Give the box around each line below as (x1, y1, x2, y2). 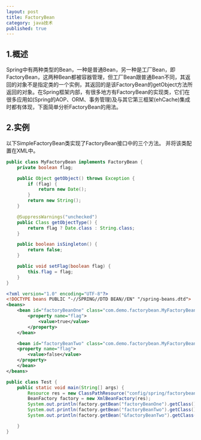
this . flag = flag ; (28, 268, 74, 275)
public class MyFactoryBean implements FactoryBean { (6, 159, 144, 165)
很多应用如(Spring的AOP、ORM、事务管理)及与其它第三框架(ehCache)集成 (6, 96, 190, 103)
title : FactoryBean (6, 14, 55, 20)
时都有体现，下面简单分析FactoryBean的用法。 (6, 103, 121, 111)
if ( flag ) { (28, 181, 58, 187)
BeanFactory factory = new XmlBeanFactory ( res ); (28, 396, 151, 402)
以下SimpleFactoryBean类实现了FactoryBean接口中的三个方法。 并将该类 (6, 139, 187, 146)
